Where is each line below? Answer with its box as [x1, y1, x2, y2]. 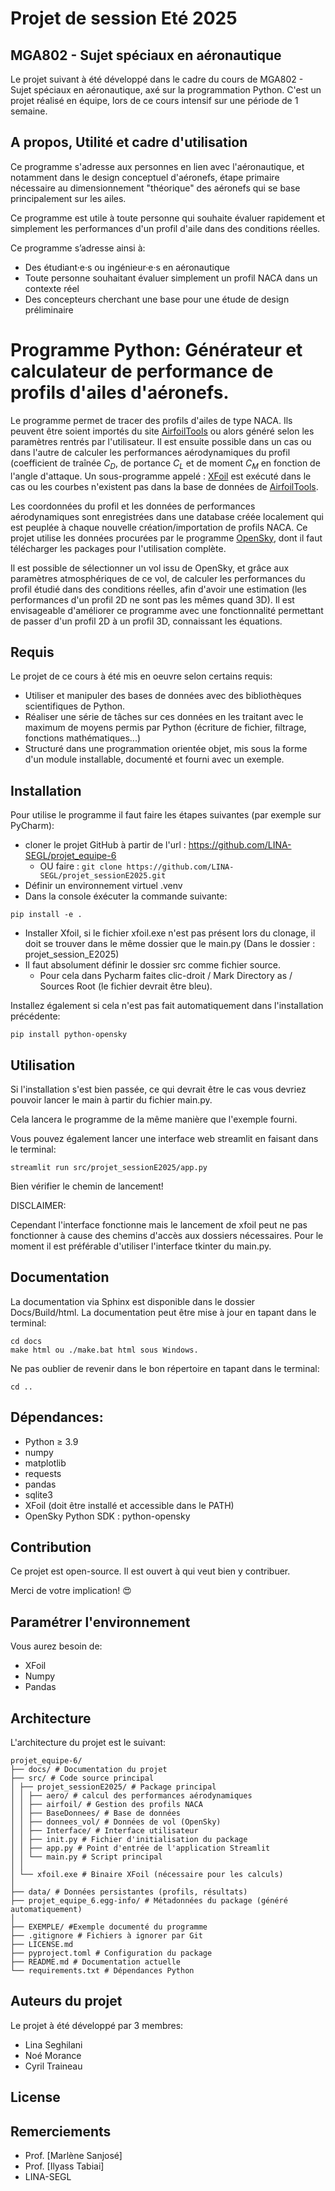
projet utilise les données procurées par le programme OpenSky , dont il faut [10, 532, 323, 544]
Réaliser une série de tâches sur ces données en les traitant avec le [24, 711, 304, 723]
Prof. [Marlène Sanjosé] [24, 2150, 123, 2162]
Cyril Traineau [24, 2060, 83, 2072]
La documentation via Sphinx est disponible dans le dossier [10, 1295, 256, 1307]
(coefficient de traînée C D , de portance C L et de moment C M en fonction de [10, 457, 321, 471]
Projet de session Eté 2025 [10, 7, 238, 30]
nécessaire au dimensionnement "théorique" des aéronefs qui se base [10, 182, 301, 194]
